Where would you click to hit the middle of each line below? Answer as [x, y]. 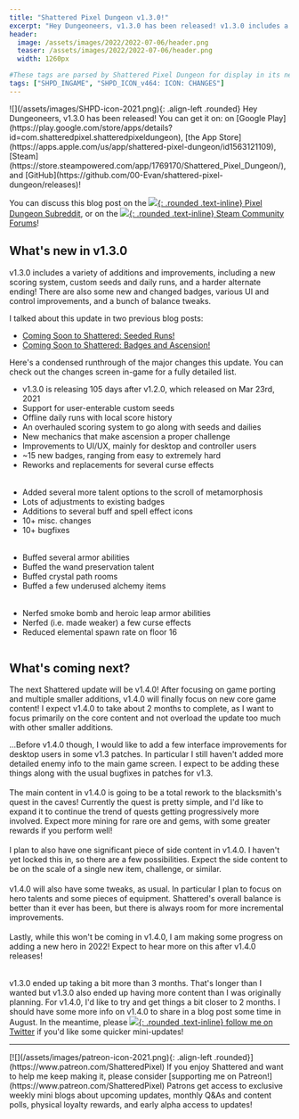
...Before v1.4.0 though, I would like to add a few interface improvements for [148, 745]
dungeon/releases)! [45, 185]
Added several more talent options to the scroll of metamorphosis [142, 492]
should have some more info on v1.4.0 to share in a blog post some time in [145, 1011]
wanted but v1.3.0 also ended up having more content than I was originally [145, 992]
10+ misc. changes [57, 520]
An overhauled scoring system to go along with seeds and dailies [141, 427]
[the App [202, 137]
